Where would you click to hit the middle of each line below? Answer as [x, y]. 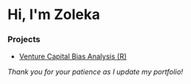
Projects [24, 40]
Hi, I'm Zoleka [54, 15]
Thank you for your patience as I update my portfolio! [95, 72]
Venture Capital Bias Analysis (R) [73, 56]
